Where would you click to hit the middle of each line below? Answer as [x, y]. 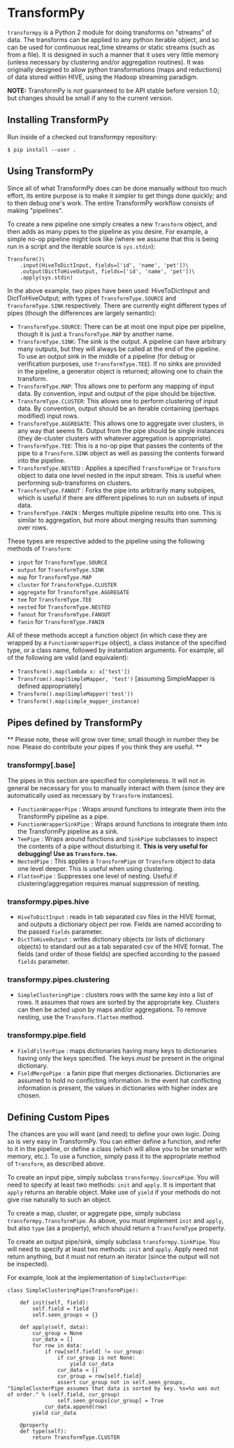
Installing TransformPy [58, 120]
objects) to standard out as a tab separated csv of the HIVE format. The [120, 946]
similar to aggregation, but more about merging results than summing [117, 520]
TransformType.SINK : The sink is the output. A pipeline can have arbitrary [122, 341]
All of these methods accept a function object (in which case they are [107, 635]
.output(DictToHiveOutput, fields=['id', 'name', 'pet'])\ [108, 271]
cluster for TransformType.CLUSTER [67, 584]
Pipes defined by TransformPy [75, 723]
